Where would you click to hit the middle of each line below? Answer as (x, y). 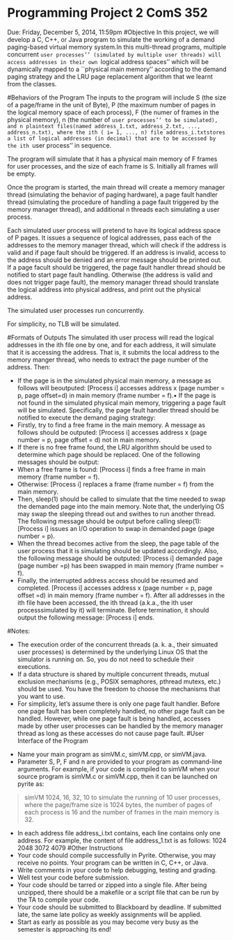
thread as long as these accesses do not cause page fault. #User (111, 733)
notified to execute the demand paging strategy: (86, 417)
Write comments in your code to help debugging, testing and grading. (117, 870)
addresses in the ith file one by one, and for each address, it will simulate (112, 345)
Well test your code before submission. (73, 877)
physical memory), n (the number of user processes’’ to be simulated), (113, 119)
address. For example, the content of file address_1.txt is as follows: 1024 (122, 840)
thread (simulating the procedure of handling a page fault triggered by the (113, 202)
